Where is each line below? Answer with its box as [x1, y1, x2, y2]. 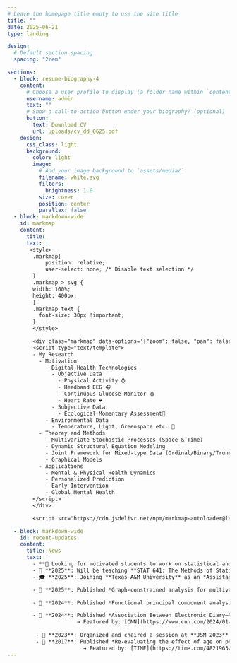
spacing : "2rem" [13, 56, 61, 64]
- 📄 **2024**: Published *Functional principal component [32, 599, 207, 606]
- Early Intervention [44, 482, 109, 490]
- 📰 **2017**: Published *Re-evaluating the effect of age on [35, 638, 222, 645]
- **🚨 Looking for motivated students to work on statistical [32, 561, 219, 568]
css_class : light [25, 141, 78, 148]
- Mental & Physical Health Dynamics [44, 469, 157, 476]
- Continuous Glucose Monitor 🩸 [57, 390, 155, 397]
